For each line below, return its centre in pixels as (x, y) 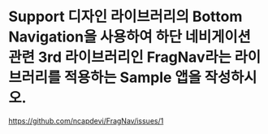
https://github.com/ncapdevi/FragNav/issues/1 (86, 121)
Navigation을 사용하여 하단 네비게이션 (130, 37)
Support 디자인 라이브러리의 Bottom (125, 17)
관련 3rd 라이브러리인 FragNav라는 (120, 57)
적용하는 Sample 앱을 (132, 78)
